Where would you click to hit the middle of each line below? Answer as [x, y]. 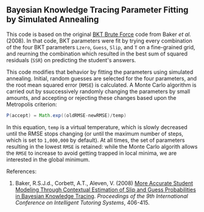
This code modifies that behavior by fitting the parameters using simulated [100, 72]
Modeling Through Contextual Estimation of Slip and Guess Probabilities [105, 189]
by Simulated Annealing [53, 20]
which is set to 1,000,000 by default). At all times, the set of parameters [96, 140]
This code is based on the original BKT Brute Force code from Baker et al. [99, 34]
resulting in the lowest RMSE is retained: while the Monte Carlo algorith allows [102, 146]
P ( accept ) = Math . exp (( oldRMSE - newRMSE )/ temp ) [66, 115]
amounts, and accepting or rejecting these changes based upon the [91, 97]
